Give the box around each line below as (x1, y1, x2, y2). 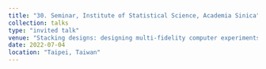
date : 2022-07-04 (8, 41, 66, 49)
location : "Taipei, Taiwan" (8, 48, 101, 56)
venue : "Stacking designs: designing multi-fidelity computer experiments (8, 33, 260, 42)
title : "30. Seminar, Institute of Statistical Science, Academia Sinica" (8, 11, 260, 20)
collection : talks (8, 19, 69, 27)
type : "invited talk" (8, 26, 80, 34)
